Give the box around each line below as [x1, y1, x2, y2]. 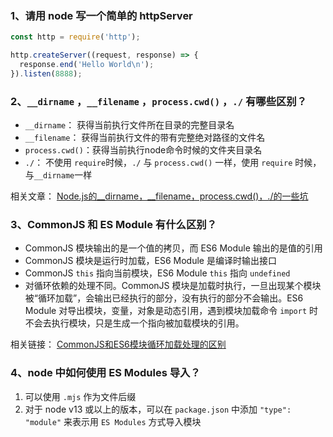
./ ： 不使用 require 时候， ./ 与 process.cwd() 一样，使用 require [24, 157, 293, 169]
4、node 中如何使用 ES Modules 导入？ [10, 366, 201, 380]
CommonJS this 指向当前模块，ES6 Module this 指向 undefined [24, 267, 291, 279]
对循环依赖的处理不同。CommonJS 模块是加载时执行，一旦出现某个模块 [24, 280, 322, 292]
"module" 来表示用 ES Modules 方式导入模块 [24, 415, 202, 427]
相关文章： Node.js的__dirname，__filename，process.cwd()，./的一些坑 [10, 190, 309, 202]
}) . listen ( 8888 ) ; [10, 68, 83, 79]
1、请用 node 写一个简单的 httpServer [10, 8, 193, 22]
